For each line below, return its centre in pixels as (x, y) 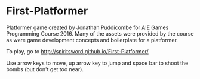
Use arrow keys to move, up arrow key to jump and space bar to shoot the (97, 63)
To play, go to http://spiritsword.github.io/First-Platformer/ (78, 51)
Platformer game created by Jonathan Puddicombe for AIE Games (87, 27)
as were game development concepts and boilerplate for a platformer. (92, 40)
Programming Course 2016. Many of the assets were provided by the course (100, 33)
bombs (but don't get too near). (45, 69)
